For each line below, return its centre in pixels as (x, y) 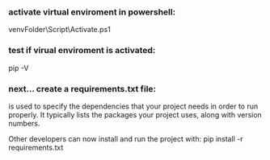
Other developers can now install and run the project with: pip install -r (126, 138)
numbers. (24, 123)
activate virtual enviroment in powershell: (92, 12)
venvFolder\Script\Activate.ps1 (59, 30)
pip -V (19, 68)
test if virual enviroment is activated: (82, 51)
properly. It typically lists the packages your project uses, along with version (135, 114)
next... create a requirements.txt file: (82, 88)
